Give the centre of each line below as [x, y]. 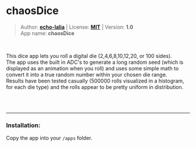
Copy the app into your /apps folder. [49, 138]
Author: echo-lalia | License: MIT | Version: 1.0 [77, 27]
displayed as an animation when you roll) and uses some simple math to [92, 68]
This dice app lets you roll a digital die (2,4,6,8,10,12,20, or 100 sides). [89, 56]
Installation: [23, 125]
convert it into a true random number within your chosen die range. [87, 74]
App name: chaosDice [47, 33]
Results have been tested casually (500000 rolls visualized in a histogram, [95, 81]
